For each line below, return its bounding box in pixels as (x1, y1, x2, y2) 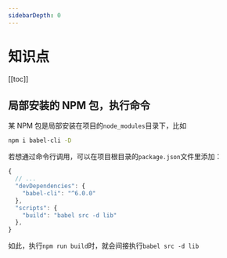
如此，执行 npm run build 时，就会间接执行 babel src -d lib (8, 241, 200, 251)
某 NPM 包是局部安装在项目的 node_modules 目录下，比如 (8, 121, 186, 130)
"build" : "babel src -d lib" (22, 211, 117, 220)
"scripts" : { (15, 204, 58, 212)
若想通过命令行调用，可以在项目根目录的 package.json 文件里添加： (8, 152, 222, 162)
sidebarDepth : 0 (8, 11, 61, 20)
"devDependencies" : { (15, 182, 86, 190)
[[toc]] (8, 74, 29, 83)
